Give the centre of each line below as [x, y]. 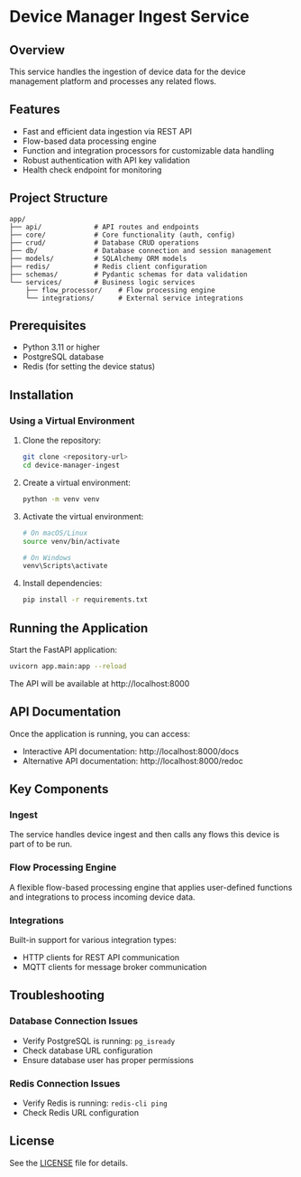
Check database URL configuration [87, 1051]
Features [35, 110]
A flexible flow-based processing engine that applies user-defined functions [151, 887]
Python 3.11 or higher [61, 347]
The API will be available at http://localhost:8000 [100, 683]
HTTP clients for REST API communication [101, 957]
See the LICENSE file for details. [69, 1163]
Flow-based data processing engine [89, 141]
